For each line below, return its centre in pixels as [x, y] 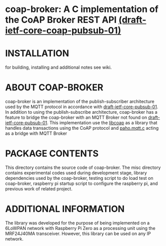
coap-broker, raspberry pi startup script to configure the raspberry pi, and [82, 183]
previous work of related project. [39, 189]
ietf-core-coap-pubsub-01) [63, 31]
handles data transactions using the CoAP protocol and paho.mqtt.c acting [82, 128]
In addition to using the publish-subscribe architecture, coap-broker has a [81, 112]
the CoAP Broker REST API [61, 20]
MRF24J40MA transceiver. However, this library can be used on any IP [78, 233]
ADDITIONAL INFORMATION [65, 209]
